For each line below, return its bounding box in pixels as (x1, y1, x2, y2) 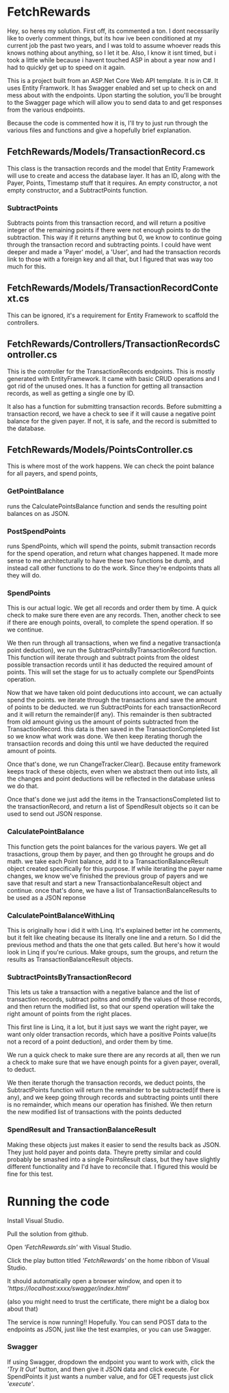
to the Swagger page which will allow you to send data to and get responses (7, 98, 222, 106)
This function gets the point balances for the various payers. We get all (7, 842, 207, 850)
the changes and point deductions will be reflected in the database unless (7, 775, 215, 783)
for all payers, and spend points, (7, 469, 98, 478)
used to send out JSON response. (7, 810, 103, 818)
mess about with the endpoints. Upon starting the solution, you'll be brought (7, 90, 222, 99)
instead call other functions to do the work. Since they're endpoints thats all (7, 564, 220, 572)
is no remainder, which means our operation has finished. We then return (7, 1100, 213, 1109)
